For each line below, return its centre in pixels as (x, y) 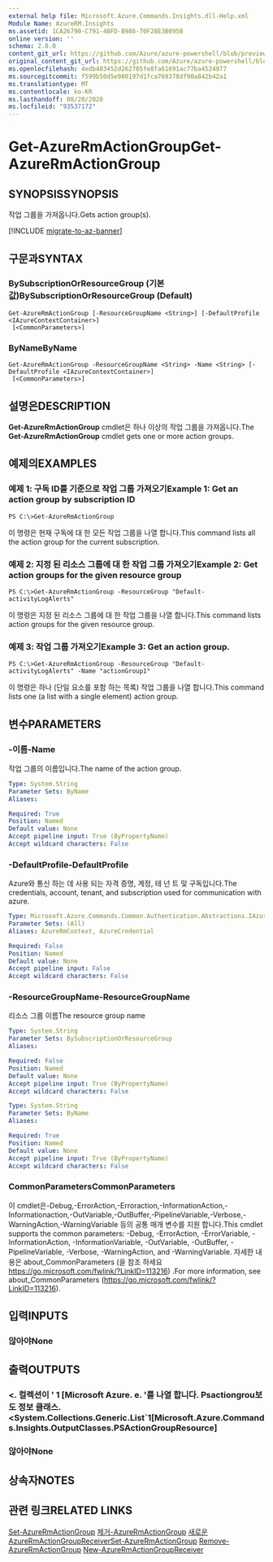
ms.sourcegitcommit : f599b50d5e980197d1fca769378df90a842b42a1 (118, 76)
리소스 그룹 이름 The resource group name (77, 1016)
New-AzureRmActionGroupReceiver (143, 1549)
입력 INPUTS (39, 1316)
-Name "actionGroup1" (114, 672)
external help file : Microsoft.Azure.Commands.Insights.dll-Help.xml (129, 16)
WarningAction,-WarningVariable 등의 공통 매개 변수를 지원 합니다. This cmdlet (136, 1224)
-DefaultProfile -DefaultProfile (68, 864)
